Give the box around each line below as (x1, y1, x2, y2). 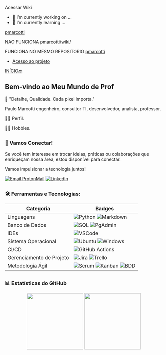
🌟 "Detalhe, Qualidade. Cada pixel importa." (5, 96, 95, 102)
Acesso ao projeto (12, 58, 50, 64)
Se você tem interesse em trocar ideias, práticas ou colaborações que (5, 151, 149, 157)
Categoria (26, 205, 51, 212)
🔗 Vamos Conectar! (5, 140, 53, 147)
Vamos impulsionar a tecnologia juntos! (5, 166, 86, 172)
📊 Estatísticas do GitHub (5, 280, 67, 287)
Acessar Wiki (5, 5, 32, 10)
